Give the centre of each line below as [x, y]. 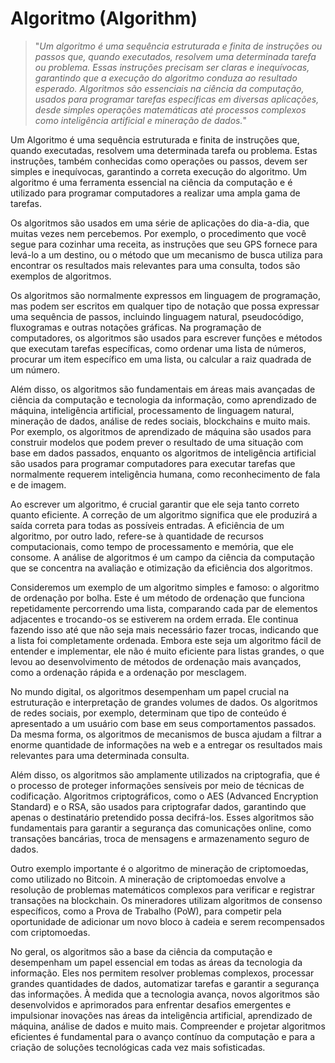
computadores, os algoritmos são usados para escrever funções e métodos [166, 338]
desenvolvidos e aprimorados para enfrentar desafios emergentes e [151, 1004]
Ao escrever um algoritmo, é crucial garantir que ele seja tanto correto [155, 504]
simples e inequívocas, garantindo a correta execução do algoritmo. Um [159, 171]
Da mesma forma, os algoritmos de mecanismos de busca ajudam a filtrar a [166, 734]
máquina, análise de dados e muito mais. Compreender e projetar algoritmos [168, 1026]
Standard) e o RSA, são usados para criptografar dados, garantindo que [158, 806]
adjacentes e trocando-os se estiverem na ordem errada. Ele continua [154, 619]
